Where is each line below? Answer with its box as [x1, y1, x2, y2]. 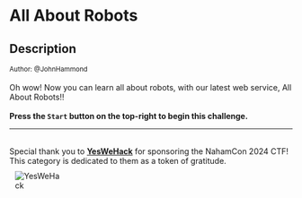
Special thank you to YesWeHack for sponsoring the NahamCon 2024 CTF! [9, 146, 289, 157]
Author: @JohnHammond [9, 65, 88, 73]
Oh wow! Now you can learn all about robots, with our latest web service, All [9, 82, 292, 92]
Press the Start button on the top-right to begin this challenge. [9, 111, 249, 121]
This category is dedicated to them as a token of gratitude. [9, 156, 226, 166]
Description [9, 41, 76, 56]
